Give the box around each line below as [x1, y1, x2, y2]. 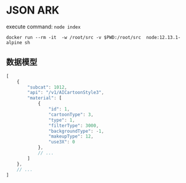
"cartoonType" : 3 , [48, 112, 94, 117]
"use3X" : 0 [48, 139, 76, 145]
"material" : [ [27, 95, 62, 101]
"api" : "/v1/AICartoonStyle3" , [27, 90, 105, 96]
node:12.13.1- [146, 34, 181, 40]
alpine [6, 40, 22, 45]
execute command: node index [6, 23, 81, 30]
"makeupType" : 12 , [48, 133, 94, 139]
